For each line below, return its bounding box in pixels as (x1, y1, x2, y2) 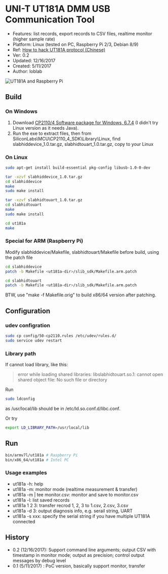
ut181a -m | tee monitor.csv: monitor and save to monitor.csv (12, 491, 139, 498)
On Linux (5, 154, 28, 161)
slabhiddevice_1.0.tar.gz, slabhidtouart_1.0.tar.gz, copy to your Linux (12, 141, 154, 147)
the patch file (5, 254, 33, 260)
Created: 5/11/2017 (12, 63, 52, 69)
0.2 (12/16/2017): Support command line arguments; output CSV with (12, 547, 156, 553)
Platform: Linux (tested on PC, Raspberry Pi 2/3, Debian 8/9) (12, 41, 139, 47)
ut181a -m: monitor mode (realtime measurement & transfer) (12, 486, 138, 492)
